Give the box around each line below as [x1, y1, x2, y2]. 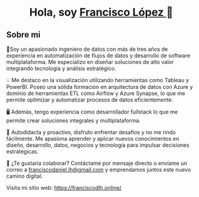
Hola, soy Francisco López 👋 [29, 5, 174, 19]
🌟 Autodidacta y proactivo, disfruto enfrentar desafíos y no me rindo [6, 129, 176, 135]
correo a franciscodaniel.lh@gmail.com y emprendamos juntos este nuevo [6, 166, 191, 173]
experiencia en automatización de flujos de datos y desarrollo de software [6, 52, 191, 59]
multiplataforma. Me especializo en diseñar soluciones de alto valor [6, 59, 174, 65]
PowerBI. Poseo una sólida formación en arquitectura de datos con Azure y [6, 83, 193, 90]
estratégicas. [6, 148, 39, 155]
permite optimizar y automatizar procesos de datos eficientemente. [6, 96, 174, 103]
